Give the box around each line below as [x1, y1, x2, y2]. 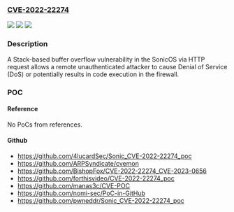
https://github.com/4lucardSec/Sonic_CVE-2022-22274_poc [17, 152, 192, 160]
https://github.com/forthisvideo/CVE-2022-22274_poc [17, 174, 175, 183]
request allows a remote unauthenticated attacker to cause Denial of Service [7, 62, 228, 71]
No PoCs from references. [7, 120, 82, 129]
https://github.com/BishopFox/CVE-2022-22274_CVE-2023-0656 [17, 167, 207, 175]
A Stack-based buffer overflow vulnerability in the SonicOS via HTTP [7, 55, 205, 64]
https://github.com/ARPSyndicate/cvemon [17, 159, 140, 167]
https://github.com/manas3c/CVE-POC [17, 181, 131, 190]
